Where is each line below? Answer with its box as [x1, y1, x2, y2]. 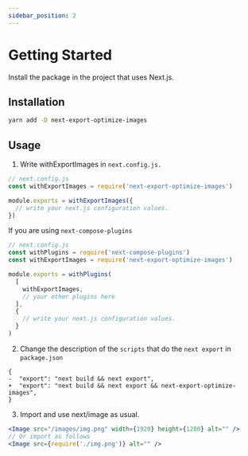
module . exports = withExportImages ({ [8, 197, 134, 205]
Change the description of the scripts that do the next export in [19, 344, 232, 353]
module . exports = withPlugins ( [8, 271, 112, 279]
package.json [19, 353, 64, 362]
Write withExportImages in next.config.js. [19, 160, 162, 170]
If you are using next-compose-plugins [8, 226, 133, 236]
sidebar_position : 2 [8, 11, 77, 20]
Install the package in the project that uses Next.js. [8, 72, 175, 82]
